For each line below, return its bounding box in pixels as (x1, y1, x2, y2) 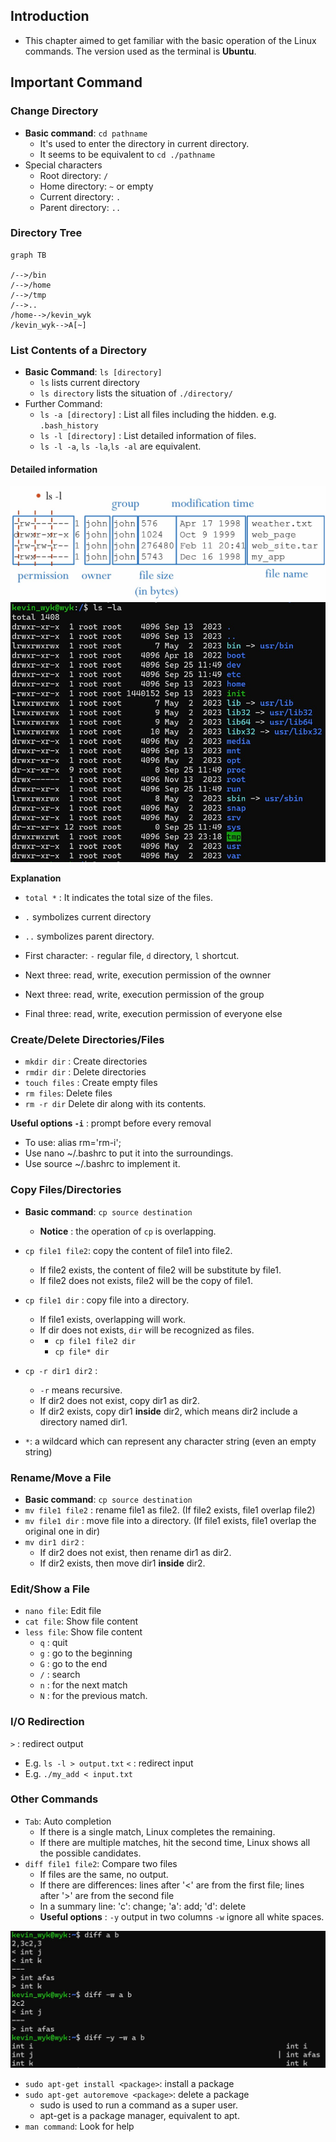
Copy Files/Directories (10, 1183, 122, 1197)
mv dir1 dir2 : (24, 1535, 85, 1548)
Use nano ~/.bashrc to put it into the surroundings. (24, 1147, 234, 1159)
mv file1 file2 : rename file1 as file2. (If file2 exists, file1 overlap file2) (24, 1504, 316, 1516)
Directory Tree (10, 226, 83, 240)
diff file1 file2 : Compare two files (24, 1857, 178, 1869)
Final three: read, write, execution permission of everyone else (24, 1008, 283, 1020)
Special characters (24, 159, 103, 171)
